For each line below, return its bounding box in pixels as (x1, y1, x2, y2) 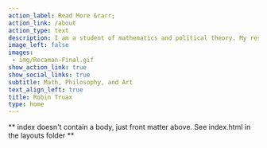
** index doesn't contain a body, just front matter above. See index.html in (8, 123, 251, 132)
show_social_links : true (8, 71, 91, 79)
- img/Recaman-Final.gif (11, 56, 94, 64)
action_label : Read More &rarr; (8, 11, 115, 20)
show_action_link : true (8, 64, 87, 72)
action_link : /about (8, 19, 77, 27)
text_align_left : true (8, 85, 83, 94)
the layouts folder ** (8, 130, 75, 140)
